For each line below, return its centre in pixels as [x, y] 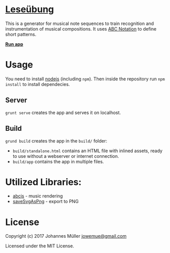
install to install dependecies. [38, 84]
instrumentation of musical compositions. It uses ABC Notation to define [81, 29]
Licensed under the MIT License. [40, 246]
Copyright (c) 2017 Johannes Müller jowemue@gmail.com [66, 236]
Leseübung [30, 9]
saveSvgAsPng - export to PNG [46, 202]
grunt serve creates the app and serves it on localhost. [63, 113]
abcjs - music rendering [38, 196]
